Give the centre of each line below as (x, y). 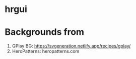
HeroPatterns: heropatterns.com (46, 51)
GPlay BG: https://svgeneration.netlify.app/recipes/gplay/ (71, 46)
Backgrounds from (44, 32)
